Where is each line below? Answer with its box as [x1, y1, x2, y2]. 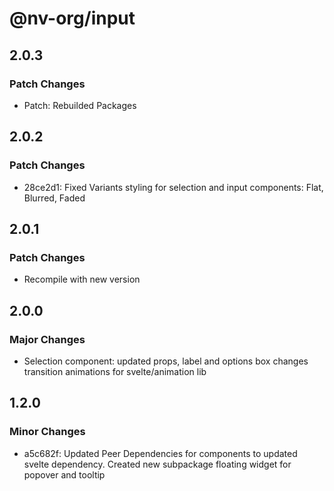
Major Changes [9, 332, 86, 346]
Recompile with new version [23, 273, 141, 286]
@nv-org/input [9, 7, 136, 30]
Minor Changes [9, 425, 86, 439]
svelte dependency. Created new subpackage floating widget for [23, 458, 292, 470]
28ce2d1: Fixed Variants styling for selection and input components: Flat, [23, 181, 324, 193]
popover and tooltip [23, 468, 106, 481]
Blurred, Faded [23, 192, 86, 204]
